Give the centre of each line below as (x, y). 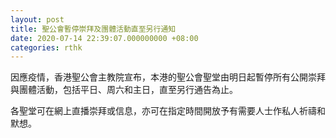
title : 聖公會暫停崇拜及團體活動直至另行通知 (93, 29)
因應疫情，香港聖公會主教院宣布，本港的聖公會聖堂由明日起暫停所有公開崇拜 (168, 77)
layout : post (37, 19)
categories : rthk (46, 47)
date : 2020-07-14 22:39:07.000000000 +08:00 (104, 38)
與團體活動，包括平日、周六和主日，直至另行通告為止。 (124, 90)
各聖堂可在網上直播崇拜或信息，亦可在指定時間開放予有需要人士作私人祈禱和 (168, 111)
